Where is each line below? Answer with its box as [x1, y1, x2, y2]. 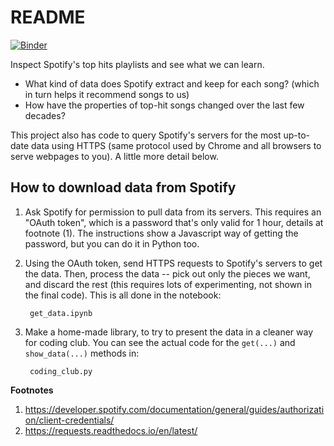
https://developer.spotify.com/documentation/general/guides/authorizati [24, 403, 325, 415]
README [10, 6, 86, 29]
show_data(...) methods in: [24, 347, 140, 359]
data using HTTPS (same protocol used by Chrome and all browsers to [30, 139, 322, 151]
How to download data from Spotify [10, 179, 237, 196]
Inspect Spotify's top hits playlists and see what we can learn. [10, 58, 265, 70]
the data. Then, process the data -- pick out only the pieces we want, [24, 267, 311, 280]
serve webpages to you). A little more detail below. [10, 150, 219, 162]
